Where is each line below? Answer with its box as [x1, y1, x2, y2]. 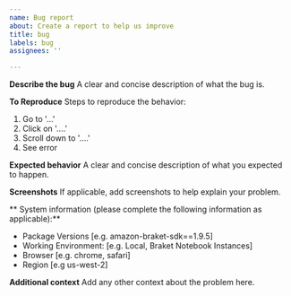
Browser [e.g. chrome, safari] [21, 250, 132, 261]
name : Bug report [9, 13, 74, 22]
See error [21, 143, 58, 153]
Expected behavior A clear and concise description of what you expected [9, 160, 283, 170]
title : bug [9, 30, 50, 39]
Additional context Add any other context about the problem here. [9, 277, 255, 288]
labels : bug [9, 38, 54, 48]
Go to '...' [21, 114, 56, 125]
